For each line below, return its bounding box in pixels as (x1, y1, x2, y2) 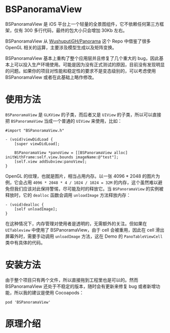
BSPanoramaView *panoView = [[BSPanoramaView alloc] (14, 150, 128, 155)
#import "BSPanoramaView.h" (5, 128, 65, 133)
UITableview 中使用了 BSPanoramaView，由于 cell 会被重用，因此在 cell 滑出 (5, 227, 164, 233)
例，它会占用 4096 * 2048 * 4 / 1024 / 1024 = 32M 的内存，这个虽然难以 (5, 179, 158, 186)
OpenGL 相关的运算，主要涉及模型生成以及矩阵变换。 (5, 44, 117, 50)
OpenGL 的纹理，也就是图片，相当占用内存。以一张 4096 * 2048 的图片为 (5, 173, 160, 179)
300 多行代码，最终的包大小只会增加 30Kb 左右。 (24, 27, 127, 33)
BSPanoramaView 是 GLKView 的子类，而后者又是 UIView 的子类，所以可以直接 (5, 112, 161, 118)
